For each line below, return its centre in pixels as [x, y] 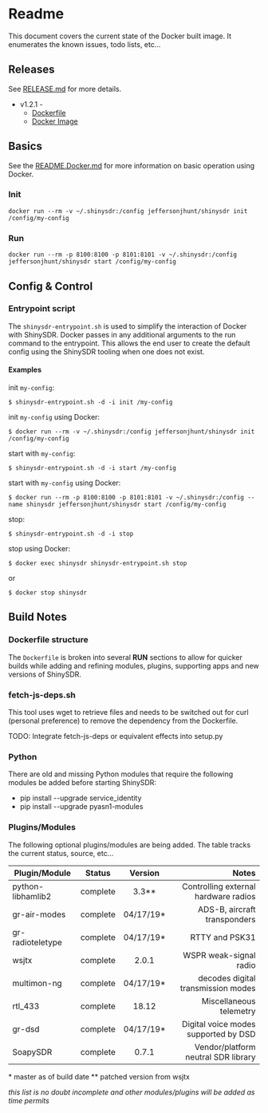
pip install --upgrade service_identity [81, 798]
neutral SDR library [221, 1056]
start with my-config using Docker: [65, 483]
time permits [29, 1100]
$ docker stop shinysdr [48, 593]
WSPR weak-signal [219, 955]
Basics [25, 146]
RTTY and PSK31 [223, 937]
